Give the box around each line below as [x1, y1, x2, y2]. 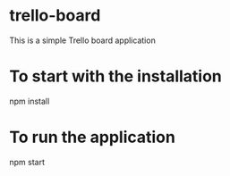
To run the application [9, 127, 176, 147]
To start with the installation [9, 66, 222, 87]
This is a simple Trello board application [9, 35, 157, 46]
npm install [9, 96, 50, 106]
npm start [9, 156, 46, 167]
